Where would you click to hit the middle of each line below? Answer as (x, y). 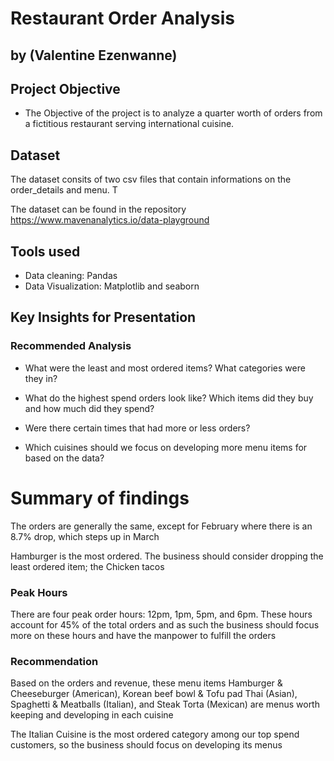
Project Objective (65, 88)
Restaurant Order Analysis (123, 18)
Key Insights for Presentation (103, 317)
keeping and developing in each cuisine (92, 715)
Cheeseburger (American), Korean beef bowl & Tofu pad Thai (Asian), (154, 694)
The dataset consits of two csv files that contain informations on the (151, 179)
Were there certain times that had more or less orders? (137, 428)
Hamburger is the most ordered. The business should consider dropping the (167, 556)
